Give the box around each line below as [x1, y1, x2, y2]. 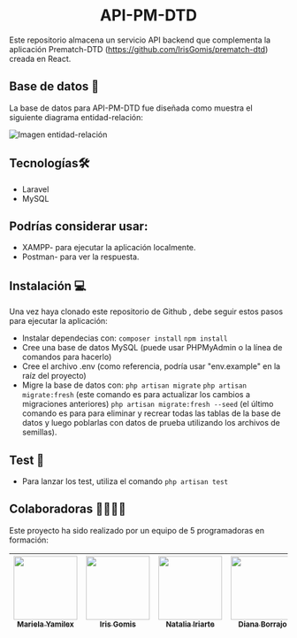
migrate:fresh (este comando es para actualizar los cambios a [21, 389, 250, 400]
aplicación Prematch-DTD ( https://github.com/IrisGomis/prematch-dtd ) [9, 43, 269, 54]
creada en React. [9, 53, 72, 64]
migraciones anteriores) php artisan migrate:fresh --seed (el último [21, 399, 274, 410]
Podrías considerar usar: [9, 219, 148, 234]
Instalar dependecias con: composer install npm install [21, 333, 228, 343]
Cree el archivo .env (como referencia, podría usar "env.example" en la [21, 361, 281, 372]
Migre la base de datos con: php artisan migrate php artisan [21, 380, 247, 390]
